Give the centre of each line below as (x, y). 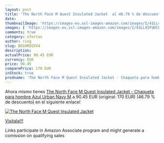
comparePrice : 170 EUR (28, 69)
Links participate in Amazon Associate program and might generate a (75, 130)
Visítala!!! (14, 121)
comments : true (20, 32)
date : (10, 19)
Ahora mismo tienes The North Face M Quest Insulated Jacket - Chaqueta (80, 91)
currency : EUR (20, 60)
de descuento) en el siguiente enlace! (43, 102)
